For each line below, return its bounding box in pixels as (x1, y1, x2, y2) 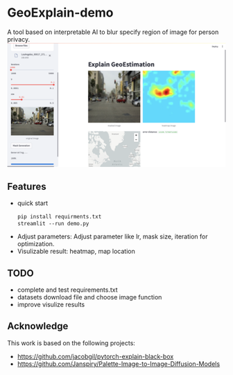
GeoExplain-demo (7, 5, 114, 21)
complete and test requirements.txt (17, 286, 118, 294)
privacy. (7, 35, 31, 43)
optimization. (17, 240, 55, 248)
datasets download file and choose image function (17, 293, 162, 302)
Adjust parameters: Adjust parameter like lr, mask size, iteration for (17, 232, 208, 241)
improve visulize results (17, 300, 85, 309)
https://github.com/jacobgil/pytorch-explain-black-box (17, 352, 174, 360)
